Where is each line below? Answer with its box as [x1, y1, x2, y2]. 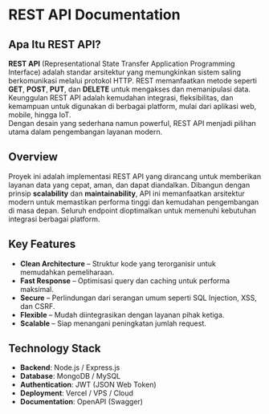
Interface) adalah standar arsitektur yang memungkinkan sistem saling [8, 67, 242, 77]
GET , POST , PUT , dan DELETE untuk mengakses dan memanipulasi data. [8, 84, 251, 94]
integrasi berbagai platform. [8, 214, 100, 224]
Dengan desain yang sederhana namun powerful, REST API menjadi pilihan [8, 119, 257, 128]
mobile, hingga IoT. [8, 110, 71, 120]
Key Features [8, 237, 76, 251]
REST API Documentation [8, 6, 181, 24]
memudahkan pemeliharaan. [19, 267, 115, 277]
